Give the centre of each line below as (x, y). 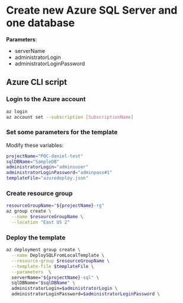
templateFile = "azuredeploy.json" (47, 178)
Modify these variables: (35, 145)
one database (41, 23)
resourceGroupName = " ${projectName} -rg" (55, 206)
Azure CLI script (36, 82)
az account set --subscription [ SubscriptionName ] (70, 117)
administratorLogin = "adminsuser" (47, 167)
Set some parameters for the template (62, 132)
